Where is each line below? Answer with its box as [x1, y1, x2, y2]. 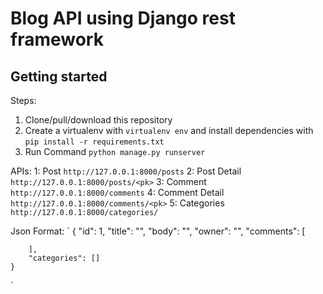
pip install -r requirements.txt [24, 137, 165, 147]
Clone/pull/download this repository [24, 114, 173, 126]
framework [10, 28, 104, 51]
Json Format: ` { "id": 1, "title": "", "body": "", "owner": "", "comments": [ [10, 225, 306, 237]
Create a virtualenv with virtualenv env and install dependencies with [24, 125, 314, 136]
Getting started [10, 68, 108, 85]
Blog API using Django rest [10, 7, 236, 30]
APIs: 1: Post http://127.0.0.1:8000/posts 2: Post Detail [10, 165, 242, 177]
